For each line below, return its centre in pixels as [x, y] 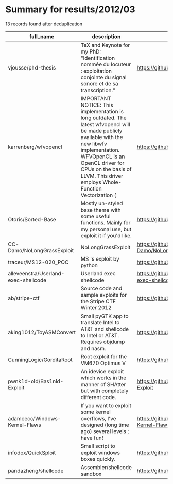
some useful [96, 216]
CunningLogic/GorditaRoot [40, 360]
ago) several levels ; [105, 431]
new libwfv [94, 144]
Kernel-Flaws [24, 425]
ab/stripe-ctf [24, 298]
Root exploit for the [104, 356]
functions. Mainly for [106, 222]
